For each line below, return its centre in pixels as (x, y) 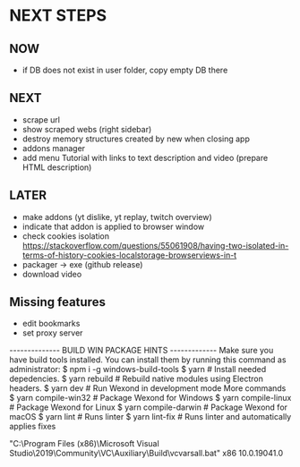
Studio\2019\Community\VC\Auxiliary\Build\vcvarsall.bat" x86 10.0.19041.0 (146, 454)
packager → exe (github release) (82, 264)
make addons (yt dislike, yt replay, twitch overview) (117, 217)
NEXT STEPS (58, 16)
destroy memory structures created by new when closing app (136, 139)
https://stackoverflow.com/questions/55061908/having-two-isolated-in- (155, 245)
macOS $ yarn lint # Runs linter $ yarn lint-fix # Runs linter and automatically (150, 417)
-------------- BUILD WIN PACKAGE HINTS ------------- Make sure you (141, 351)
